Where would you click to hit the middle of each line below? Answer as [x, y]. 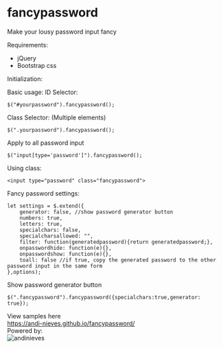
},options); [24, 272]
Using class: [25, 168]
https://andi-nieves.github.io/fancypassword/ [71, 323]
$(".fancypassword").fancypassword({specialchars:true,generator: [104, 297]
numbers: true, [41, 218]
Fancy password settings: [44, 193]
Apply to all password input [46, 143]
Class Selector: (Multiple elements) [57, 117]
